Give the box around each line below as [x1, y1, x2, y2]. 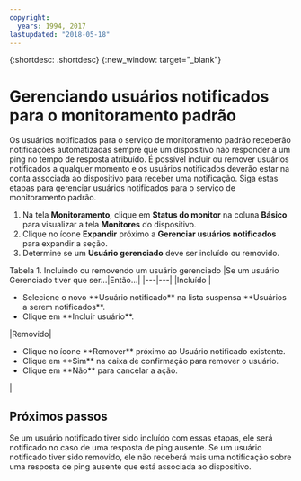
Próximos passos [9, 408, 108, 423]
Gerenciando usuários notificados [9, 86, 270, 106]
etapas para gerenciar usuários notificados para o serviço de [9, 183, 236, 193]
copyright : [9, 13, 50, 22]
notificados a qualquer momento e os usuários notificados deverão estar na [9, 164, 290, 174]
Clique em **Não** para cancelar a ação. [22, 365, 178, 376]
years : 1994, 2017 [17, 22, 87, 31]
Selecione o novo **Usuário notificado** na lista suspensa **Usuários [22, 292, 288, 303]
